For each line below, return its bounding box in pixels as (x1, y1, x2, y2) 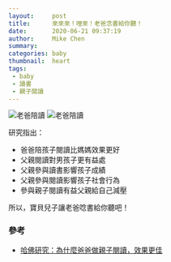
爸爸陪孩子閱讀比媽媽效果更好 (19, 145, 120, 155)
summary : (8, 42, 38, 50)
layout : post (8, 11, 67, 20)
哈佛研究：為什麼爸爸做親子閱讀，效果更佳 (19, 245, 163, 255)
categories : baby (8, 49, 67, 58)
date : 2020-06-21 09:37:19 (8, 27, 122, 35)
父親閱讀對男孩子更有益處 (19, 155, 106, 165)
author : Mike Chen (8, 34, 85, 43)
